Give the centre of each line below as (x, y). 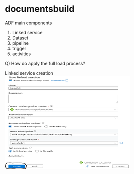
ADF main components (29, 23)
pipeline (20, 43)
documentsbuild (40, 9)
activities (22, 54)
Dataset (20, 38)
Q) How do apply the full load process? (45, 63)
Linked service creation (29, 73)
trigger (19, 48)
